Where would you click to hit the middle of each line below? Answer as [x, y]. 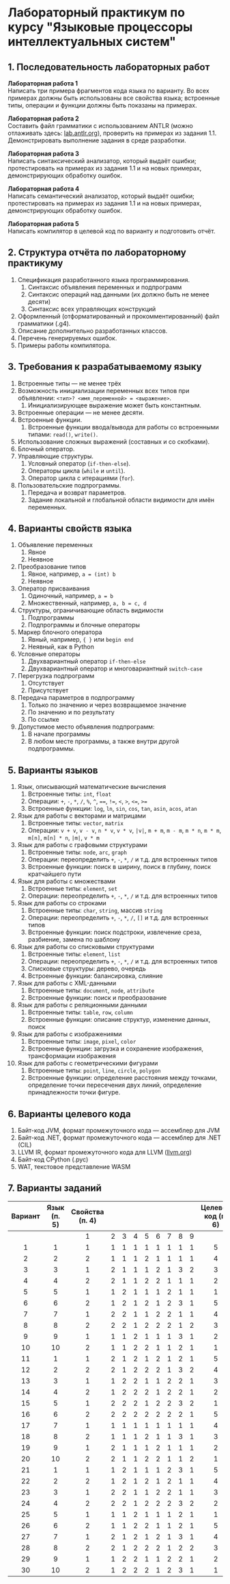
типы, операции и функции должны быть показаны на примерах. [102, 105]
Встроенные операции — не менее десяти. [81, 412]
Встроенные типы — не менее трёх [69, 383]
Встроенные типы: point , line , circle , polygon [94, 1070]
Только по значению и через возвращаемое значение [107, 705]
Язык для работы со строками [62, 903]
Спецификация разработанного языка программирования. [104, 279]
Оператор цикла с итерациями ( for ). [81, 478]
